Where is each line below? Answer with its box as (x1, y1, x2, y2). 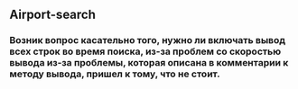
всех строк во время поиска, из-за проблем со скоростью (9, 45, 282, 58)
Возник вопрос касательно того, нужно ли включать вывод (9, 34, 286, 47)
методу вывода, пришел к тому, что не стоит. (9, 67, 220, 80)
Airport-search (9, 7, 97, 22)
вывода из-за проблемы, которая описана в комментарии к (9, 57, 289, 69)
